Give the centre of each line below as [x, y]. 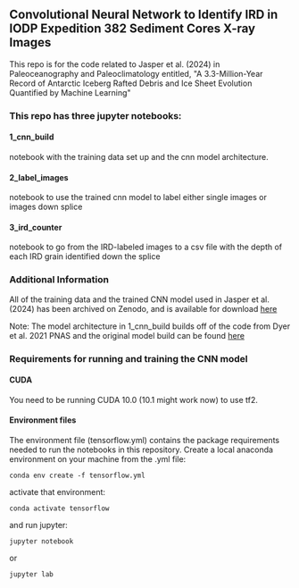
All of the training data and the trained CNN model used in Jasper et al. [140, 299]
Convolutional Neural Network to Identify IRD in [144, 15]
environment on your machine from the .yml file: [98, 458]
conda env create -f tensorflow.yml [77, 475]
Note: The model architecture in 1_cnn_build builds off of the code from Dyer [150, 326]
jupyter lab [31, 574]
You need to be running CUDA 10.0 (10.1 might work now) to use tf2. [134, 399]
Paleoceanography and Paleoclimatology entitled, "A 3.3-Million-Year [136, 73]
